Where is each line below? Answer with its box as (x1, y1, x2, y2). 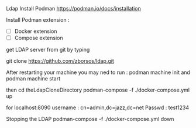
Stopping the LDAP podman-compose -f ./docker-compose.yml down (6, 116, 174, 123)
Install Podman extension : (6, 16, 70, 23)
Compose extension (14, 35, 63, 42)
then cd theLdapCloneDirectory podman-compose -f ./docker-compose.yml (6, 86, 190, 93)
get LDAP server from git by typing (6, 46, 90, 53)
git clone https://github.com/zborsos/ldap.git (6, 58, 114, 65)
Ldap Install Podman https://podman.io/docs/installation (6, 5, 142, 12)
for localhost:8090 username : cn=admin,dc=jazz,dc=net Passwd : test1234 (6, 104, 190, 111)
